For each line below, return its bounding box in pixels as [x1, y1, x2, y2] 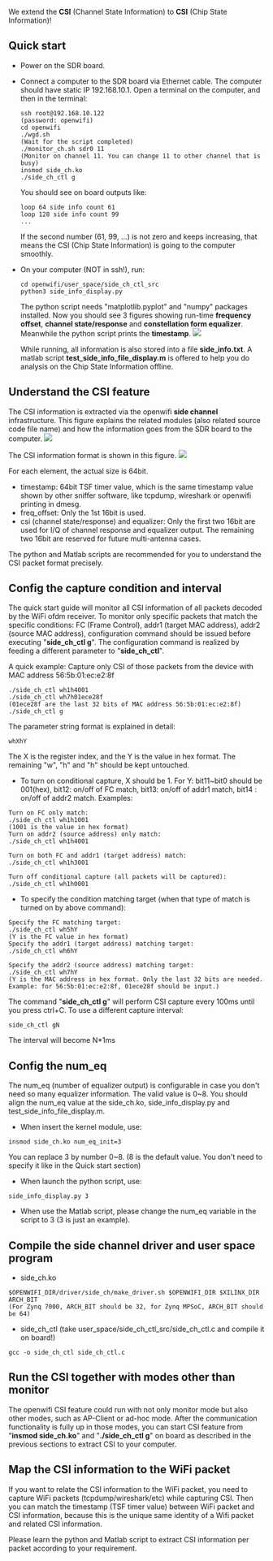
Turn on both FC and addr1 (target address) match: [8, 852, 187, 860]
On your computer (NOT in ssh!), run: [19, 264, 145, 275]
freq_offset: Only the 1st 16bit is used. [19, 508, 146, 517]
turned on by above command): [19, 903, 126, 913]
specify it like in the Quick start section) [8, 1161, 141, 1170]
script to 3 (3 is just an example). [19, 1215, 131, 1225]
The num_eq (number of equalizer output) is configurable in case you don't [8, 1080, 260, 1091]
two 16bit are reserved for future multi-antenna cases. [19, 534, 201, 543]
